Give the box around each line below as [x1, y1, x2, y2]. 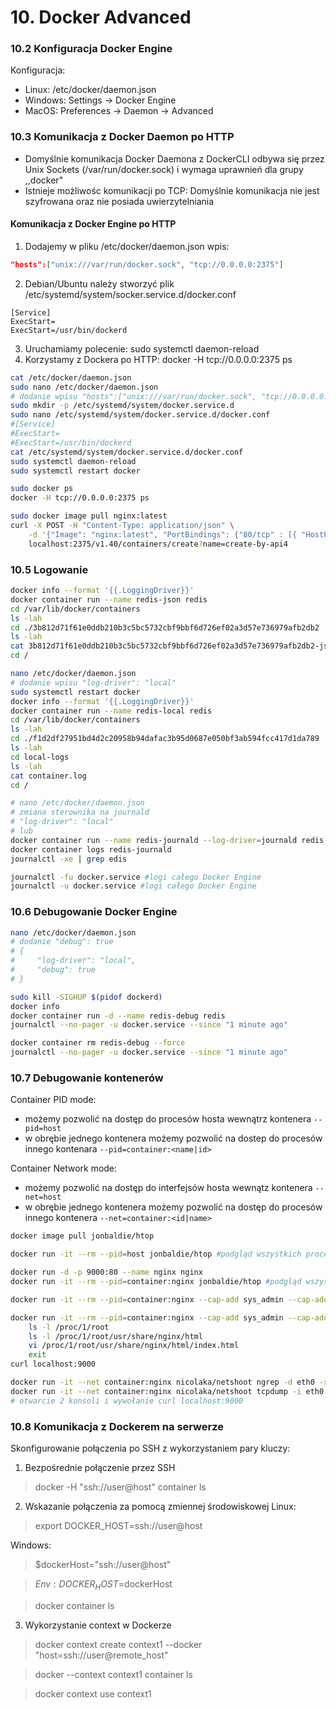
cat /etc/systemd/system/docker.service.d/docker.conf [10, 447, 244, 457]
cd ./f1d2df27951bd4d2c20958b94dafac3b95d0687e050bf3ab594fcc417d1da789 [10, 734, 320, 744]
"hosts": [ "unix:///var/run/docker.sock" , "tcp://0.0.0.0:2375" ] [10, 259, 284, 270]
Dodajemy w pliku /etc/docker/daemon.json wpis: [24, 240, 230, 252]
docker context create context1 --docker [34, 1638, 203, 1650]
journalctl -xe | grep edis [10, 854, 128, 864]
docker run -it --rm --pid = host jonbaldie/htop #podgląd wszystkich [10, 1249, 302, 1260]
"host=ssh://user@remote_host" [34, 1649, 169, 1661]
